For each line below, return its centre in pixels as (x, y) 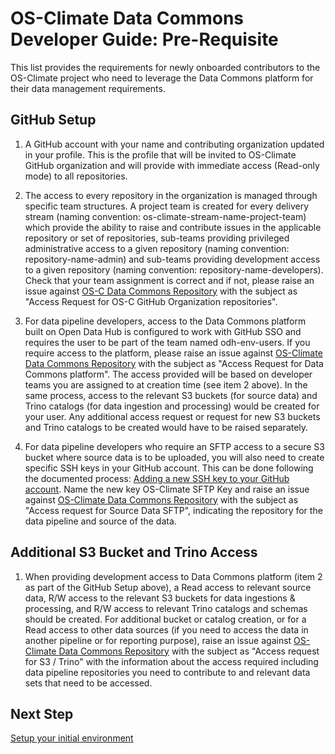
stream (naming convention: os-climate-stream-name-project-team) (165, 216)
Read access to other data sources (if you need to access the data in (166, 629)
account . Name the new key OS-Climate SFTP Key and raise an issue (167, 489)
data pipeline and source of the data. (100, 521)
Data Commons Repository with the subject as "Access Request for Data (174, 363)
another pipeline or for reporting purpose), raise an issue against (158, 640)
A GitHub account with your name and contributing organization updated (174, 144)
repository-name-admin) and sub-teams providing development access (172, 259)
